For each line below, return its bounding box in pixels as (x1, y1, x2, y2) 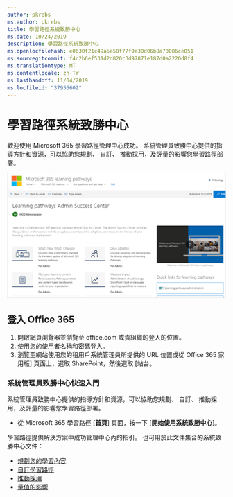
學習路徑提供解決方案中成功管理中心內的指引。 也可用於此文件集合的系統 (7, 433, 216, 442)
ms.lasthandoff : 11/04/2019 (7, 77, 89, 84)
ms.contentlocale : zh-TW (7, 69, 79, 76)
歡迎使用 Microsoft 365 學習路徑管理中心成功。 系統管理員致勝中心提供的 (7, 141, 216, 150)
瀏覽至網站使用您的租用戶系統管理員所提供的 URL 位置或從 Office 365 (17, 351, 217, 359)
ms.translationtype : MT (7, 62, 76, 69)
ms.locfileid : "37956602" (7, 84, 82, 91)
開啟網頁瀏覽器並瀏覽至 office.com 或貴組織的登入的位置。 (17, 333, 186, 342)
